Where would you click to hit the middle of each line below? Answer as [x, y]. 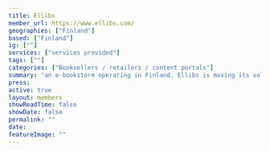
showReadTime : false [43, 105]
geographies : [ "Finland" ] [51, 30]
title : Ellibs [32, 16]
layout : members [35, 97]
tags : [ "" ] [27, 61]
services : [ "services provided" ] [64, 53]
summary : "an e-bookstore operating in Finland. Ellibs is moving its [129, 75]
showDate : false [35, 113]
